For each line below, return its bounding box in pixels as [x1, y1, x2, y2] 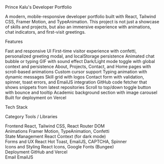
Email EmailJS [5, 154, 33, 160]
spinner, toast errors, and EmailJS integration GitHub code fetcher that [5, 79, 147, 85]
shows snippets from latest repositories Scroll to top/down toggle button [5, 84, 151, 90]
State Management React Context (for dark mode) [5, 134, 106, 139]
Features [5, 39, 23, 44]
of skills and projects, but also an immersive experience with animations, [5, 24, 152, 30]
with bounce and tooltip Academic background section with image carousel [5, 90, 158, 95]
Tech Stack [5, 104, 28, 110]
